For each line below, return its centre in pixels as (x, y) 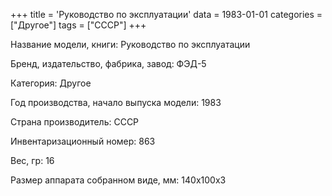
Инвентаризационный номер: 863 (83, 141)
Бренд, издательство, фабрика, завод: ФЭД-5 (108, 63)
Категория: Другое (51, 83)
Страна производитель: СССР (75, 122)
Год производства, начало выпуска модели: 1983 (116, 102)
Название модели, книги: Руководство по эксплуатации (130, 44)
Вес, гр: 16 (32, 160)
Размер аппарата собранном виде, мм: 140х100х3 (118, 180)
